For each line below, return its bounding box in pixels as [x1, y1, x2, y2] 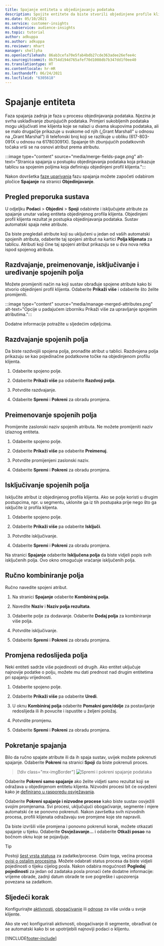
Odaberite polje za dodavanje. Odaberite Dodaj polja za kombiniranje [12, 613, 151, 618]
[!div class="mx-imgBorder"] [17, 769, 76, 775]
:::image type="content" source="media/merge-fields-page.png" [5, 153, 136, 159]
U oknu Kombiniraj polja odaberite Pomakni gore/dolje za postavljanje [12, 703, 155, 709]
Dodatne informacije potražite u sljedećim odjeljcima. [5, 321, 112, 327]
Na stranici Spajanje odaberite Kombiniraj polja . [12, 593, 110, 600]
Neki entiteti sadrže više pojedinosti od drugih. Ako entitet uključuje [5, 664, 141, 670]
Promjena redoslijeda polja [5, 651, 88, 659]
